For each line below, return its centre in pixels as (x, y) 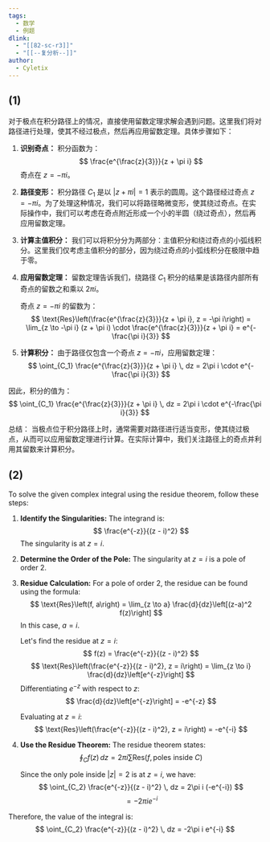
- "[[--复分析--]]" (46, 53)
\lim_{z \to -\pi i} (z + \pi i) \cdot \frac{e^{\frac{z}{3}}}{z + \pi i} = (133, 328)
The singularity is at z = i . (62, 543)
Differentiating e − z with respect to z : (80, 688)
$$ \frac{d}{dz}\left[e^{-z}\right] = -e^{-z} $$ (141, 701)
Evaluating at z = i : (51, 717)
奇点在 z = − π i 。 (47, 174)
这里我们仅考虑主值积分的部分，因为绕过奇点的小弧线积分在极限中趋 (147, 251)
